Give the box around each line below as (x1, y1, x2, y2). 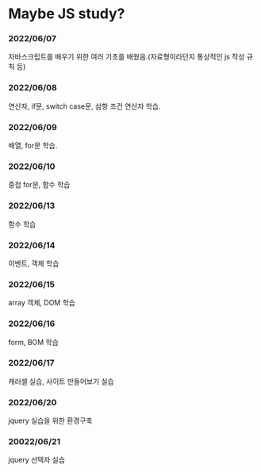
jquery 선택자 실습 (8, 455, 66, 465)
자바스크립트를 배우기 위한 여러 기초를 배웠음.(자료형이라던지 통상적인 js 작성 (8, 52, 245, 62)
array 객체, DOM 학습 (8, 298, 75, 308)
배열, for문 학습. (8, 140, 58, 151)
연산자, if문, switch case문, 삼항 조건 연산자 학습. (8, 101, 161, 111)
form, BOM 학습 (8, 337, 59, 347)
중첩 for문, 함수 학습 (8, 180, 71, 190)
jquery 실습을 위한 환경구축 (8, 416, 93, 425)
